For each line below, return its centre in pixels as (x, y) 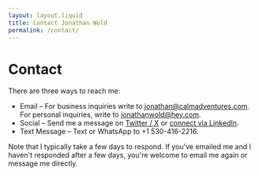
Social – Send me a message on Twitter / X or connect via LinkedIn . (129, 123)
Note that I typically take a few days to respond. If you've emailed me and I (129, 147)
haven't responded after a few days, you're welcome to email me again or (128, 155)
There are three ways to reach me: (64, 91)
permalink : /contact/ (44, 30)
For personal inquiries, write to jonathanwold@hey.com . (110, 114)
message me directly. (43, 163)
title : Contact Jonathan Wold (58, 23)
